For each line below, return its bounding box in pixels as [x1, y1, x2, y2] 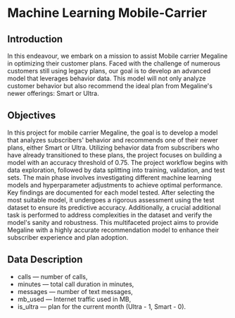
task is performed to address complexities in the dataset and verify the [7, 210, 212, 219]
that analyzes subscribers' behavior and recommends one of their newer [7, 135, 218, 144]
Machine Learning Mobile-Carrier [7, 5, 208, 21]
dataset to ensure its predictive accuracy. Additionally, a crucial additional [7, 203, 221, 212]
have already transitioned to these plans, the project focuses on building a [7, 150, 222, 159]
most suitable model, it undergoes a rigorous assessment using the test [7, 195, 215, 204]
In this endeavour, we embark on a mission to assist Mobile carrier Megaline [7, 51, 228, 60]
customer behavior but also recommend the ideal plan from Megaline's [7, 82, 213, 90]
